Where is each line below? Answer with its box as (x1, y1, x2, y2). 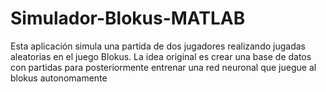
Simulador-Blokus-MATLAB (10, 7, 246, 30)
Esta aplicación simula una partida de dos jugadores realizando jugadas (10, 40, 306, 52)
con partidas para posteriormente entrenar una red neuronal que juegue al (10, 61, 317, 73)
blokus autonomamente (10, 72, 108, 84)
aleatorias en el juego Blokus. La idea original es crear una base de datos (10, 50, 312, 62)
